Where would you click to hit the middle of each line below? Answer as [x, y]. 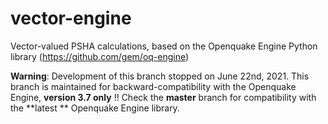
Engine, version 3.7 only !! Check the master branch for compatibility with [163, 97]
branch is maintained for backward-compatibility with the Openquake [153, 86]
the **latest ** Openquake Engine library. [95, 108]
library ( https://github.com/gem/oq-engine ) [100, 56]
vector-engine [71, 18]
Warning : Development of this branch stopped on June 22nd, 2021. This [160, 76]
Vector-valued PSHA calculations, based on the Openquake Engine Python [164, 46]
